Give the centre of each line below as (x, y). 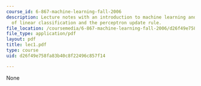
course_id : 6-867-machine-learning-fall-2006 (64, 12)
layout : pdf (21, 39)
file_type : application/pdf (41, 34)
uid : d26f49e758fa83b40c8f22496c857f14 (56, 56)
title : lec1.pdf (26, 45)
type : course (22, 50)
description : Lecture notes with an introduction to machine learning (96, 17)
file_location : (25, 28)
